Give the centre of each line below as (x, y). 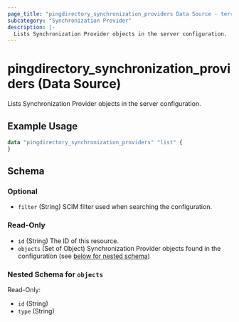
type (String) (36, 311)
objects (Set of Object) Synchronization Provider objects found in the (119, 248)
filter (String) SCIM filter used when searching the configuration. (115, 207)
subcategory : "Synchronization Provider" (70, 21)
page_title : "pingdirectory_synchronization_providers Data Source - (113, 14)
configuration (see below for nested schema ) (84, 256)
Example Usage (43, 126)
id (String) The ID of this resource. (68, 241)
